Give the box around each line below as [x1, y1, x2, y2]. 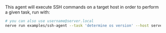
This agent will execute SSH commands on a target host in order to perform [5, 4, 159, 10]
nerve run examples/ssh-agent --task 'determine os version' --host [5, 23, 149, 28]
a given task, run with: [5, 9, 50, 15]
